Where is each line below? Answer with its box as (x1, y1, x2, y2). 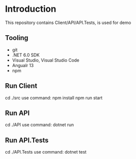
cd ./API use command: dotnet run (5, 122, 74, 128)
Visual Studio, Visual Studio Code (12, 57, 79, 63)
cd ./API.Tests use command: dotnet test (5, 149, 87, 155)
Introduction (5, 3, 57, 15)
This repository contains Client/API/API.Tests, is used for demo (5, 20, 132, 25)
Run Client (5, 82, 38, 90)
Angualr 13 (12, 62, 34, 68)
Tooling (5, 34, 28, 42)
